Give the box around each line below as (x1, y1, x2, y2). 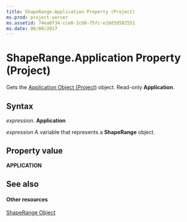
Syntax (6, 101, 34, 111)
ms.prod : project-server (6, 14, 68, 20)
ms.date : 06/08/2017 (6, 25, 58, 32)
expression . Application (6, 117, 66, 124)
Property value (6, 146, 63, 156)
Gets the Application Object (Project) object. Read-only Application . (6, 84, 175, 91)
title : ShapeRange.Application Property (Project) (6, 8, 135, 15)
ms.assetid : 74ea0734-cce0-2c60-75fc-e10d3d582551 (6, 20, 135, 26)
